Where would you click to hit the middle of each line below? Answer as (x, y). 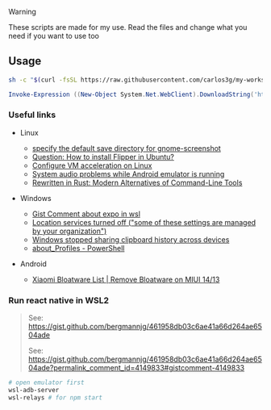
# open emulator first (46, 383)
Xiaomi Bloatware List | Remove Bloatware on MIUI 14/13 (126, 279)
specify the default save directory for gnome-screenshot (127, 148)
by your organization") (69, 231)
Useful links (32, 115)
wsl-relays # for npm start (56, 397)
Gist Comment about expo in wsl (86, 214)
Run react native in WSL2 (59, 300)
